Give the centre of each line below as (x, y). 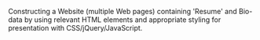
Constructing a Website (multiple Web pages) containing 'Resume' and (123, 11)
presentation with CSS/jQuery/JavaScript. (75, 28)
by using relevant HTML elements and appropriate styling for (123, 20)
